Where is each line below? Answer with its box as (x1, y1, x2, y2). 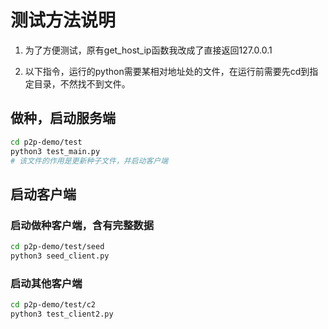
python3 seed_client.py (10, 251, 110, 261)
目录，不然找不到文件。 (33, 77, 131, 90)
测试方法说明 (10, 9, 117, 32)
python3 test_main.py (10, 146, 101, 156)
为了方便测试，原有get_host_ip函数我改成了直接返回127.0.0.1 (24, 44, 273, 56)
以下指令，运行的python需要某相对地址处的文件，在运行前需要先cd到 (24, 65, 310, 77)
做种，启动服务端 (10, 110, 116, 127)
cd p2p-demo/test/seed (10, 242, 105, 252)
